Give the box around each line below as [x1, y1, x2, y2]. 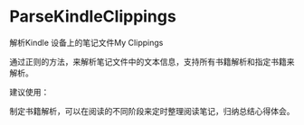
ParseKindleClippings [9, 6, 176, 27]
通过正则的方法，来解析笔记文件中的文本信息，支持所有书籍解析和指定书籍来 [9, 56, 295, 67]
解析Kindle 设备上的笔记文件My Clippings [9, 37, 164, 48]
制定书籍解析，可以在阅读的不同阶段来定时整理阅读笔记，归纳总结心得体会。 [9, 105, 295, 116]
